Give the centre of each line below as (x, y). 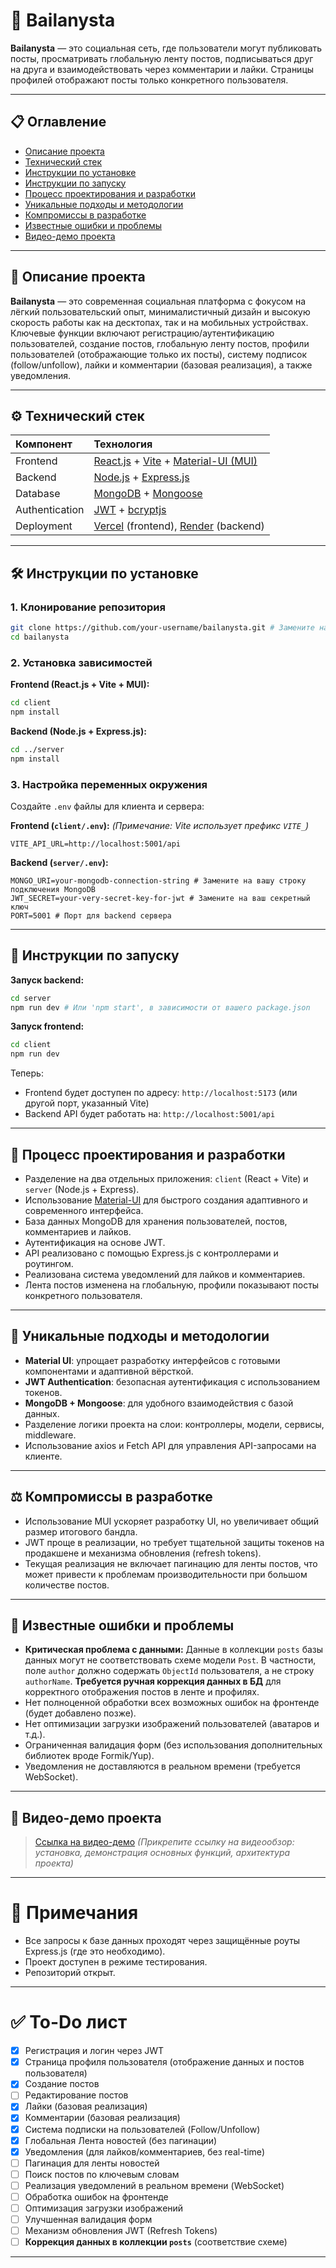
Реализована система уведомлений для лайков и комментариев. (165, 1275)
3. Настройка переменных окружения (109, 784)
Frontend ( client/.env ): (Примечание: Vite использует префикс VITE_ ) (160, 825)
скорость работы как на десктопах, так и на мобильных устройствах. (159, 322)
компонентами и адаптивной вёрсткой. (109, 1371)
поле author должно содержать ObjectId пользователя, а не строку (169, 1671)
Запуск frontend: (47, 1026)
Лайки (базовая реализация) (86, 2106)
